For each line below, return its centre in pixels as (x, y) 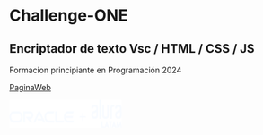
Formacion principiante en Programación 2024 (96, 70)
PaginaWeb (31, 87)
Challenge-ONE (69, 16)
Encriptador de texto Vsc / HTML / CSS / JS (132, 49)
